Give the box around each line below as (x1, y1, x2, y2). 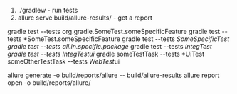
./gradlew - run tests (17, 6, 78, 14)
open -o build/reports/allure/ (7, 78, 91, 87)
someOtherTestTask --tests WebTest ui (7, 57, 120, 66)
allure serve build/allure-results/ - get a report (17, 13, 153, 22)
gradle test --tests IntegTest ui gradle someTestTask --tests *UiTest (7, 49, 205, 58)
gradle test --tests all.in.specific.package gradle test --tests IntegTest (7, 42, 212, 50)
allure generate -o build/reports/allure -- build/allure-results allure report (7, 71, 220, 79)
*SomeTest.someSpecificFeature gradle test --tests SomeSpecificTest (23, 35, 230, 43)
